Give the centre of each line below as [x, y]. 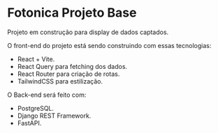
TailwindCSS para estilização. [60, 81]
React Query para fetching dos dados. [72, 66]
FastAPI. [29, 123]
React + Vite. [36, 59]
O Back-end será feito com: [47, 95]
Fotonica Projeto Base [72, 13]
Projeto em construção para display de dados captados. [88, 32]
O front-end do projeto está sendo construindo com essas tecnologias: [109, 45]
